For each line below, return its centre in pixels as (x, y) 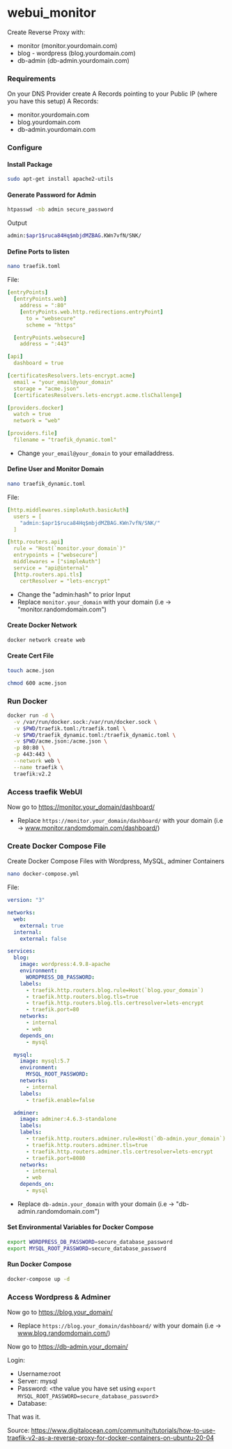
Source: (18, 1431)
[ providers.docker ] (36, 408)
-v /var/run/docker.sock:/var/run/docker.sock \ (85, 722)
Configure (25, 148)
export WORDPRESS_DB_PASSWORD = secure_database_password (90, 1242)
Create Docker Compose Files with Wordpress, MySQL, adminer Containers (116, 861)
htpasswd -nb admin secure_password (60, 210)
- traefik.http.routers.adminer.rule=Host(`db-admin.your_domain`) (126, 1139)
